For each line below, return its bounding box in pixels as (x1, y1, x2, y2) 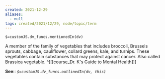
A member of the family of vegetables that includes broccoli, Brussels (5, 43, 148, 49)
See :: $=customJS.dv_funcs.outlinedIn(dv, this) (5, 69, 106, 75)
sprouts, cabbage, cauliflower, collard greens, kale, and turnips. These (5, 48, 150, 54)
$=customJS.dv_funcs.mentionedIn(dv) (5, 35, 83, 39)
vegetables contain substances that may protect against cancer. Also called (5, 54, 161, 60)
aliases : (5, 12, 23, 17)
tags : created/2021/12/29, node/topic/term (5, 21, 97, 26)
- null (9, 16, 23, 21)
